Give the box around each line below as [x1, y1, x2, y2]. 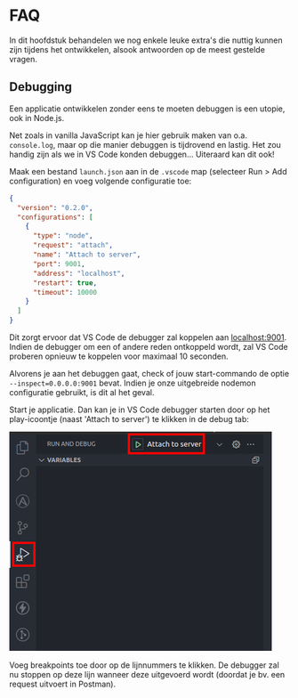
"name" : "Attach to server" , [32, 250, 141, 259]
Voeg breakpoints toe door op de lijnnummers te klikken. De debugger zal [9, 660, 280, 670]
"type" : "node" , [32, 231, 93, 240]
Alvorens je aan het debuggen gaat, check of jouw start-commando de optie [9, 369, 290, 378]
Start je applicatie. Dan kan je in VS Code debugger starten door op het [9, 404, 270, 415]
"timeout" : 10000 [32, 288, 98, 296]
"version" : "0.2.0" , [17, 203, 93, 212]
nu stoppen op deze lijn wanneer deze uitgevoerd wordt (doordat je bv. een [9, 670, 286, 679]
